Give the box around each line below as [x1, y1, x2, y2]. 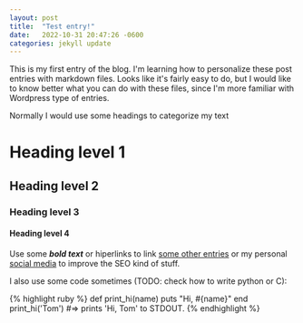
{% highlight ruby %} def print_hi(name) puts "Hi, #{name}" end [9, 293, 249, 304]
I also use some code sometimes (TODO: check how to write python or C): [9, 275, 288, 287]
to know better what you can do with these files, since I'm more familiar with [9, 83, 295, 94]
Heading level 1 [9, 142, 126, 163]
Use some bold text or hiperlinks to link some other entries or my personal [9, 247, 288, 259]
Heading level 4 [9, 228, 70, 239]
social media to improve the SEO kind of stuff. [9, 257, 181, 268]
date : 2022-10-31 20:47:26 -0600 [9, 30, 144, 39]
